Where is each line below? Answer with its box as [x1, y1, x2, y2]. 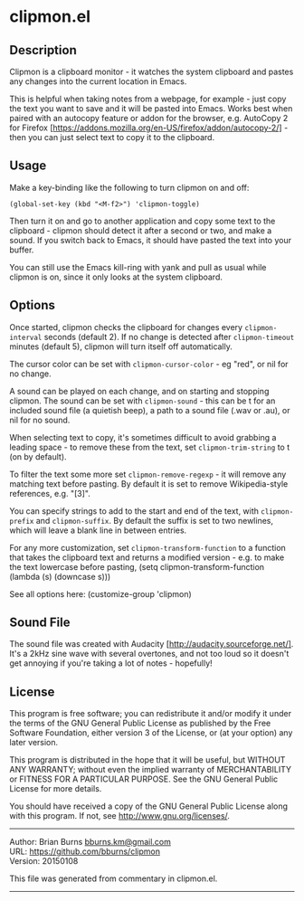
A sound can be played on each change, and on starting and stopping [9, 385, 270, 396]
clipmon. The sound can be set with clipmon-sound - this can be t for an [9, 395, 276, 406]
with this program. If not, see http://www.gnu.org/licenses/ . [9, 811, 231, 821]
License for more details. [9, 783, 102, 794]
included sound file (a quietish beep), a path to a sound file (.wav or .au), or [9, 404, 290, 415]
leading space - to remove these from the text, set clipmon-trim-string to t [9, 441, 290, 452]
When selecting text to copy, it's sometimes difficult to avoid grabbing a [9, 432, 277, 442]
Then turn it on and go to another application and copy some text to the [9, 215, 276, 226]
